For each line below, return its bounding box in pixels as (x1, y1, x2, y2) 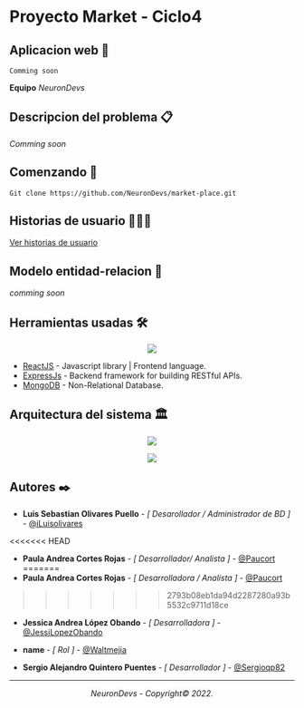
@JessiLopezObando (22, 626, 103, 637)
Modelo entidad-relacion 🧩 (9, 263, 163, 278)
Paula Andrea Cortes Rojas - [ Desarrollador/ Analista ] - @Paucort (22, 553, 276, 564)
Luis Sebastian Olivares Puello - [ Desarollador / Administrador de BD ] (22, 508, 291, 519)
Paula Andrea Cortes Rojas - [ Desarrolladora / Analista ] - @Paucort (22, 572, 283, 583)
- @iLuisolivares (22, 518, 83, 529)
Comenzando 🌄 (9, 165, 98, 180)
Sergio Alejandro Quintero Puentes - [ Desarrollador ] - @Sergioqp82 (22, 662, 286, 673)
